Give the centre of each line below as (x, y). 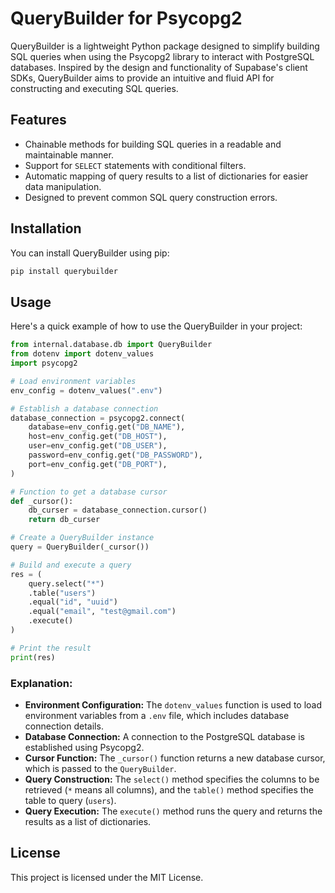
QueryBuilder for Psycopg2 (126, 18)
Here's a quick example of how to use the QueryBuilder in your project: (156, 326)
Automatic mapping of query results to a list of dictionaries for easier (166, 176)
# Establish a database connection (84, 408)
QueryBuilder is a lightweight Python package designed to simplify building (165, 46)
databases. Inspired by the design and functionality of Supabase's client (159, 67)
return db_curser (64, 520)
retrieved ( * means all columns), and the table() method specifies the (169, 789)
